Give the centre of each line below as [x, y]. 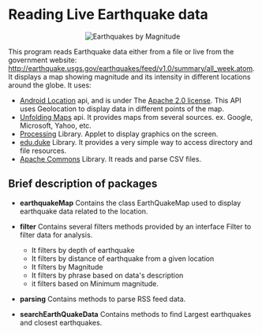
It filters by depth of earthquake [83, 250]
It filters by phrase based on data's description [107, 275]
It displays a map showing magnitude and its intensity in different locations [129, 76]
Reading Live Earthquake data [109, 15]
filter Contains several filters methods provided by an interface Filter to [135, 226]
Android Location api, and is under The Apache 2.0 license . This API [131, 100]
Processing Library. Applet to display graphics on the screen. [119, 134]
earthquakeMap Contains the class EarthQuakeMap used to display [130, 203]
